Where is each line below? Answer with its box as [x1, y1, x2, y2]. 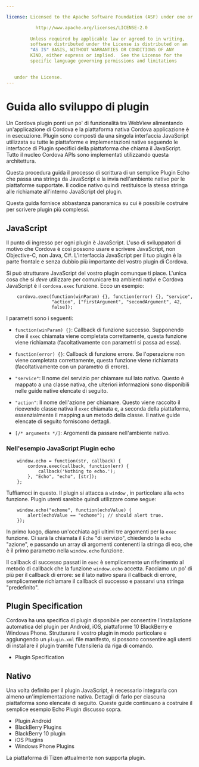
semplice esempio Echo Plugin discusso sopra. [6, 706, 122, 713]
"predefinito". [6, 583, 39, 591]
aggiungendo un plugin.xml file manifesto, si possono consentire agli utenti [6, 636, 192, 643]
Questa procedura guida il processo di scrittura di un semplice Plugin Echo [6, 169, 189, 176]
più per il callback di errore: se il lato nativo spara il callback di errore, [6, 571, 177, 578]
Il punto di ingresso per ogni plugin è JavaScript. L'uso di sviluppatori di [6, 239, 182, 246]
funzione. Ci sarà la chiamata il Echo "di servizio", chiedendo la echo [6, 534, 172, 541]
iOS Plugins [14, 737, 43, 744]
